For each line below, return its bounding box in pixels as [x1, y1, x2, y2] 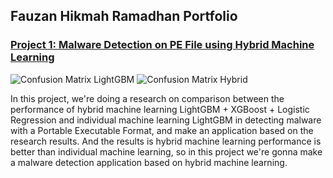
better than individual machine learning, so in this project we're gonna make [10, 145, 323, 158]
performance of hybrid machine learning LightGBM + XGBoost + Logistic [10, 103, 310, 115]
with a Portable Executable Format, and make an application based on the [10, 124, 314, 136]
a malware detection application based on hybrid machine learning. [10, 156, 288, 168]
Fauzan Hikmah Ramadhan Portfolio [10, 8, 238, 25]
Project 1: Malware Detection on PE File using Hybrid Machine [10, 38, 315, 52]
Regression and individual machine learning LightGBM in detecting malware [10, 114, 322, 126]
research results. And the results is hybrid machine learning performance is [10, 135, 322, 147]
